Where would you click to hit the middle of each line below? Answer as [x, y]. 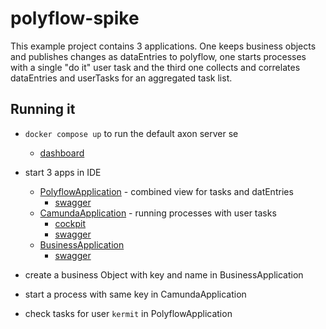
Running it [43, 109]
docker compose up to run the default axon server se [131, 133]
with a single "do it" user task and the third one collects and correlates [155, 67]
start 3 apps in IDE [63, 172]
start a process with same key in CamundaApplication [135, 294]
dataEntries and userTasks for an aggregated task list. [121, 78]
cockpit [70, 223]
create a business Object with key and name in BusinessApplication [164, 274]
